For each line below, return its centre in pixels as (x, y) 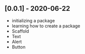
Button (19, 47)
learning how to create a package (46, 26)
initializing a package (33, 20)
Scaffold (20, 31)
